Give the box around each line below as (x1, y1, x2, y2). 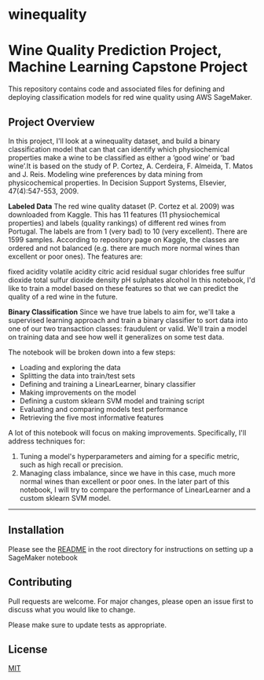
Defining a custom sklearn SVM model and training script (19, 395, 205, 406)
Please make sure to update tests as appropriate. (8, 619, 167, 630)
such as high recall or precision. (19, 460, 123, 469)
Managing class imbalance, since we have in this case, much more (19, 468, 236, 477)
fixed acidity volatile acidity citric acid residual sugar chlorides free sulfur (8, 266, 246, 276)
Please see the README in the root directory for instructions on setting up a (8, 544, 254, 553)
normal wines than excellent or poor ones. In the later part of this (19, 476, 230, 486)
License (8, 642, 48, 656)
